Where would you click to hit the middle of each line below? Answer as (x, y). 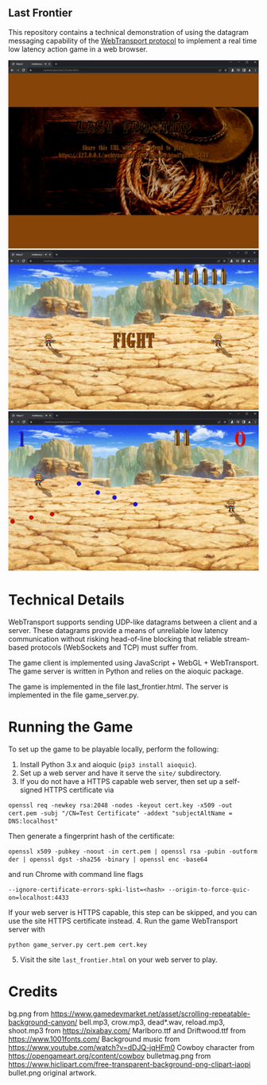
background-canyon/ (43, 1022)
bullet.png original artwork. (52, 1072)
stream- (237, 639)
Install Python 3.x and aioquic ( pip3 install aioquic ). (108, 764)
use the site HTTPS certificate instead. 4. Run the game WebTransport (123, 921)
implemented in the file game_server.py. (74, 695)
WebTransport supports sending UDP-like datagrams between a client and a (133, 622)
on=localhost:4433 (39, 898)
